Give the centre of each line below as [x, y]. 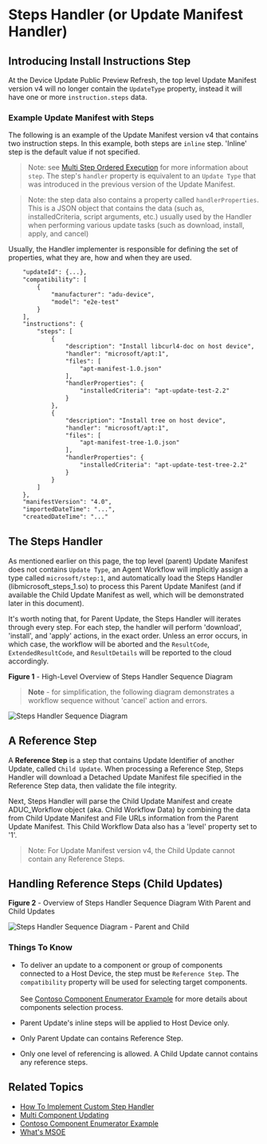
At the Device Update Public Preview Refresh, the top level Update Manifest [132, 80]
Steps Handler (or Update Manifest [126, 15]
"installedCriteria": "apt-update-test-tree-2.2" [163, 465]
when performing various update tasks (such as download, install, [136, 226]
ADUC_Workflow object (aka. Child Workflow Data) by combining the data [130, 809]
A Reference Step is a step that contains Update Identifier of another [122, 760]
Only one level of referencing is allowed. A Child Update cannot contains [139, 1053]
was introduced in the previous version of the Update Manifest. [131, 184]
